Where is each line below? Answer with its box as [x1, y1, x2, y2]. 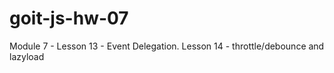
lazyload [9, 50, 45, 62]
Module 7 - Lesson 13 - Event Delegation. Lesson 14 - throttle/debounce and [9, 40, 325, 52]
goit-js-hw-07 [9, 7, 129, 30]
